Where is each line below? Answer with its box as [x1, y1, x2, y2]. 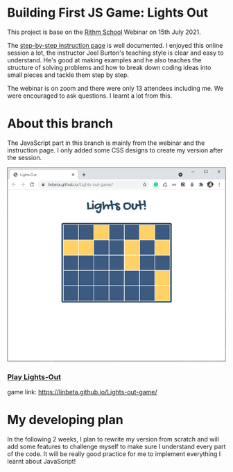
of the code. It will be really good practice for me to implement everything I [7, 450, 221, 458]
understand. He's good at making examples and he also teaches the [7, 55, 202, 64]
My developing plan [7, 412, 123, 428]
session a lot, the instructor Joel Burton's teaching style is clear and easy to [7, 49, 224, 57]
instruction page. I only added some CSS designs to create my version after [7, 146, 223, 154]
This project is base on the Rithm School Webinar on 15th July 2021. [7, 28, 201, 36]
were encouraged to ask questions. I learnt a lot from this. [7, 91, 173, 100]
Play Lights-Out [7, 372, 61, 382]
